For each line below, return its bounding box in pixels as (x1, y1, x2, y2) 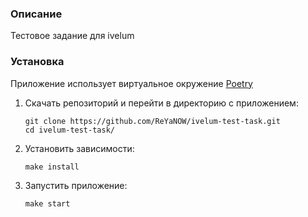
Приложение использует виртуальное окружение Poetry (10, 77, 253, 89)
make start (24, 198, 71, 209)
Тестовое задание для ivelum (10, 30, 135, 42)
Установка (10, 55, 65, 69)
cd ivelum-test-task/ (24, 125, 115, 135)
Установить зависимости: (24, 142, 135, 154)
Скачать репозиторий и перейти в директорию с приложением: (24, 97, 299, 109)
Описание (10, 7, 63, 21)
